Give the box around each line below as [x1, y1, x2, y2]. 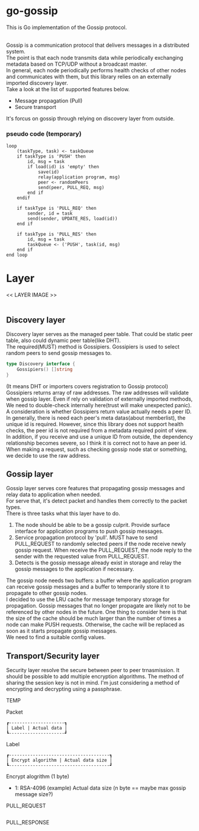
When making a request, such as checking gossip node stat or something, [6, 446, 188, 453]
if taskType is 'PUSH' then [17, 154, 86, 159]
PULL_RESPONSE [6, 819, 50, 826]
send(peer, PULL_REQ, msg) [37, 185, 105, 191]
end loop [6, 252, 28, 258]
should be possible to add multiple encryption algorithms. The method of [6, 673, 184, 680]
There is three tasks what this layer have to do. [6, 510, 120, 517]
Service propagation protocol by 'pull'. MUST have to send [14, 534, 158, 541]
